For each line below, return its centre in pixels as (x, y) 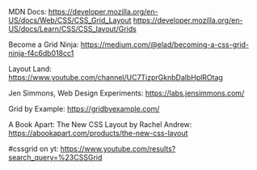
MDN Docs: (27, 12)
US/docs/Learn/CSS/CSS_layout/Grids (73, 29)
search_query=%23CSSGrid (55, 157)
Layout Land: (30, 69)
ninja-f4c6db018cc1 (41, 53)
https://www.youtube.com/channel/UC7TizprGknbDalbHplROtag (116, 77)
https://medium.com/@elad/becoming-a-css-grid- (164, 45)
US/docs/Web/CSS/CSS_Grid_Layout (70, 20)
